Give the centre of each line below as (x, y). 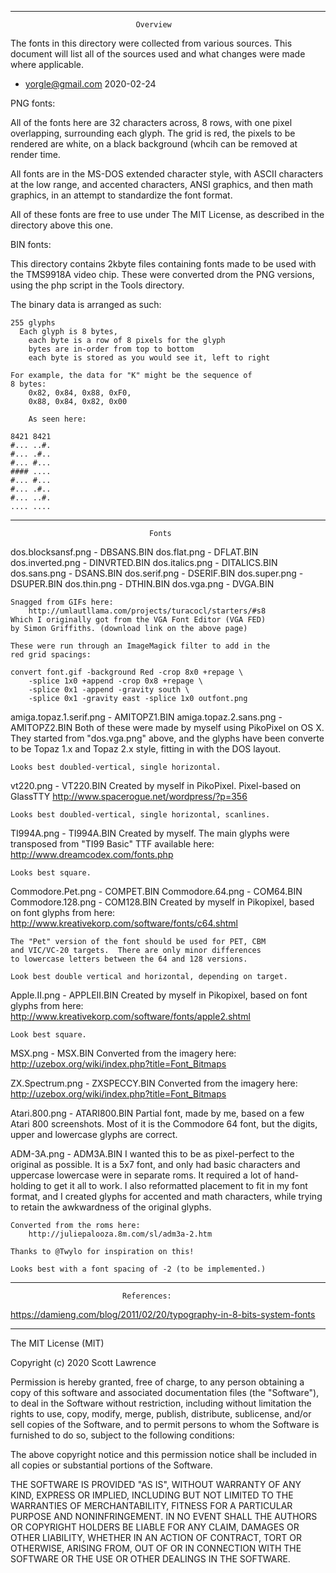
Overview (153, 25)
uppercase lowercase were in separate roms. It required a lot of (141, 1175)
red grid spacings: (51, 655)
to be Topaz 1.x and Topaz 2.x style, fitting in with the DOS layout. (146, 749)
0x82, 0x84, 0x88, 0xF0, (80, 393)
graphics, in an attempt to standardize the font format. (121, 195)
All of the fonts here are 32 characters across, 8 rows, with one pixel (151, 122)
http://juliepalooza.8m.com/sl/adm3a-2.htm (120, 1234)
